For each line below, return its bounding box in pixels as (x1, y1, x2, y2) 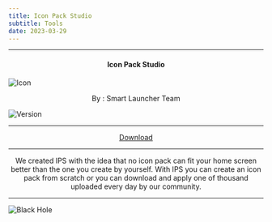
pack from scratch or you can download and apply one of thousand (23, 173, 249, 182)
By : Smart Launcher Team (91, 93, 181, 103)
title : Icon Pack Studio (8, 11, 92, 20)
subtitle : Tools (8, 19, 63, 28)
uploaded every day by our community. (70, 181, 202, 191)
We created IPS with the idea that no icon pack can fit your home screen (15, 156, 257, 165)
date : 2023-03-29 (8, 27, 67, 35)
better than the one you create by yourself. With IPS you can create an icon (11, 164, 261, 174)
